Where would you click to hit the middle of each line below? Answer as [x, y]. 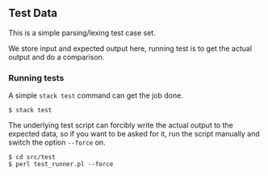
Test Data [33, 13]
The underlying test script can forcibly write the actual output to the [121, 125]
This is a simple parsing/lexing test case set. [82, 32]
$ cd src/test [32, 157]
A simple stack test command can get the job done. [96, 95]
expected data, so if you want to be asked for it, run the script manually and [134, 134]
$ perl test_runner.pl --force [61, 165]
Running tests [36, 78]
